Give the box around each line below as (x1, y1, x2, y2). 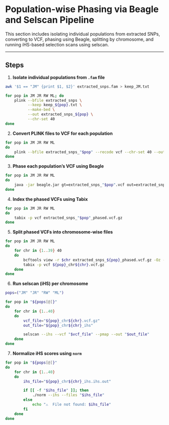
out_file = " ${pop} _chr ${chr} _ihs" (23, 323, 94, 328)
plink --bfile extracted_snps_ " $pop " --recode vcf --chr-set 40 (14, 150, 152, 155)
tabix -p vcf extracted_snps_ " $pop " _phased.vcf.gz (14, 215, 123, 220)
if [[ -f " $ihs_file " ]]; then (23, 388, 89, 393)
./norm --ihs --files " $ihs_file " (32, 393, 105, 398)
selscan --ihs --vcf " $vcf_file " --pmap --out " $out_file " (23, 332, 150, 337)
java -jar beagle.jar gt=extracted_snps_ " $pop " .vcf (14, 182, 125, 187)
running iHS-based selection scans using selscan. (5, 41, 109, 47)
